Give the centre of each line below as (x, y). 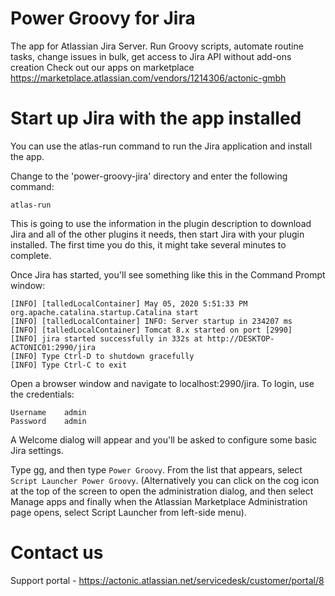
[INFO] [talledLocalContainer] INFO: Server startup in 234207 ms (151, 321)
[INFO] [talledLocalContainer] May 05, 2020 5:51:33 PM (129, 303)
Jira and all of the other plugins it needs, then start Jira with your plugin (157, 234)
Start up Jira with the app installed (156, 118)
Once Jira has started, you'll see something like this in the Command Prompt (168, 274)
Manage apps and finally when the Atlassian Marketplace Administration (159, 501)
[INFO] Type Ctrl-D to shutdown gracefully (102, 356)
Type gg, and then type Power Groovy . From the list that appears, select (156, 469)
